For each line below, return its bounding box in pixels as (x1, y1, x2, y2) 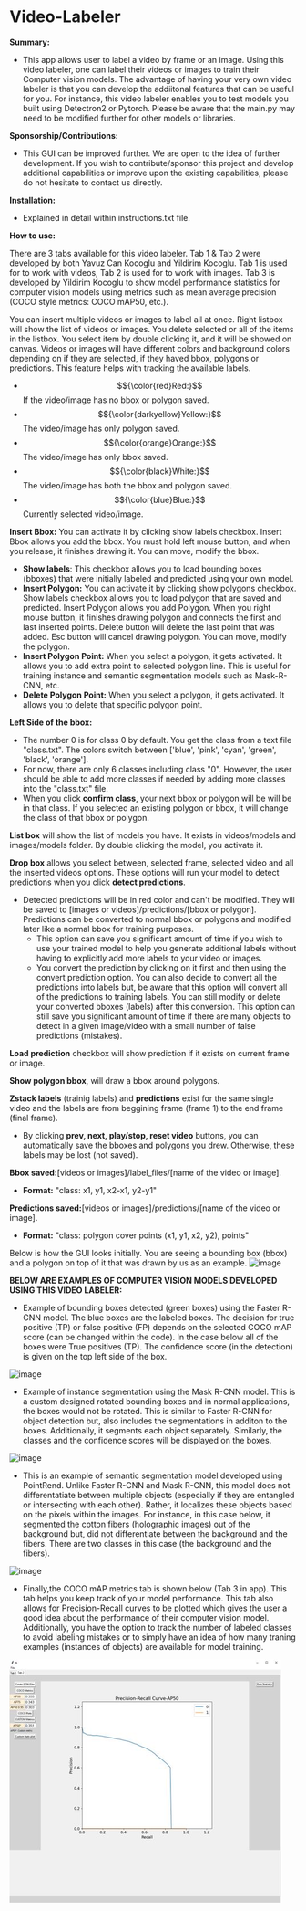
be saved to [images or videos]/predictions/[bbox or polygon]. (22, 904, 257, 915)
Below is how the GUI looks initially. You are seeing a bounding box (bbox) (9, 1247, 288, 1258)
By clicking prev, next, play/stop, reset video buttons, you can (22, 1129, 259, 1140)
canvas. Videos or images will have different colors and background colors (9, 342, 290, 353)
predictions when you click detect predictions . (9, 877, 187, 887)
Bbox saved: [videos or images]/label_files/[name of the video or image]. (9, 1167, 282, 1178)
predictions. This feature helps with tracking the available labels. (9, 362, 251, 373)
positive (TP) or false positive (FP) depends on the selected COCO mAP (22, 1321, 292, 1332)
